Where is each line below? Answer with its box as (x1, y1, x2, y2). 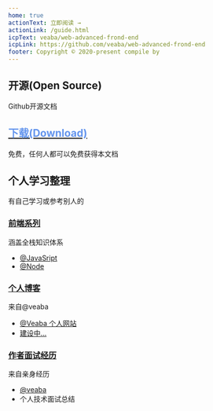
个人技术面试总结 (19, 394, 75, 404)
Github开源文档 (8, 101, 57, 111)
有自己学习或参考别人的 (8, 196, 84, 206)
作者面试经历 (8, 350, 57, 361)
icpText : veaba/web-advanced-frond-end (8, 33, 139, 42)
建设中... (19, 328, 47, 338)
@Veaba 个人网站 (19, 319, 77, 328)
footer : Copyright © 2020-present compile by (8, 48, 160, 56)
